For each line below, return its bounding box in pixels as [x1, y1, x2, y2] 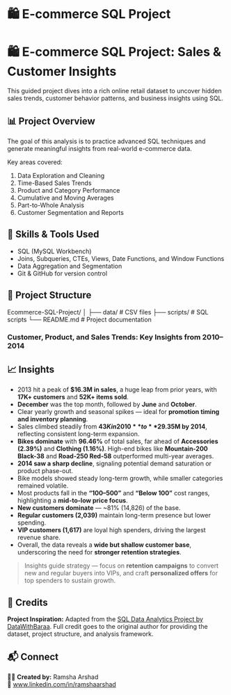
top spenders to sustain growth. [24, 576, 116, 585]
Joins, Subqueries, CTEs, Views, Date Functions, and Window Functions [17, 254, 225, 262]
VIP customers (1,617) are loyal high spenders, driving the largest [17, 526, 207, 534]
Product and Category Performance [17, 186, 120, 194]
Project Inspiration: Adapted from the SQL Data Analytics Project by [7, 615, 204, 623]
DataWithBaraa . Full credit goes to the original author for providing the [7, 623, 208, 631]
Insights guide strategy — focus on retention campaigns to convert [24, 561, 219, 570]
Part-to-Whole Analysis [17, 200, 85, 209]
